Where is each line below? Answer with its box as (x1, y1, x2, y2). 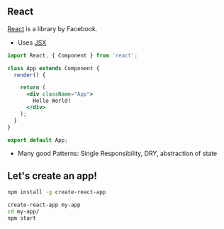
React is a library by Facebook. (7, 24, 98, 33)
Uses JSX (17, 38, 47, 47)
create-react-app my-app (7, 201, 81, 208)
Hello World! (33, 97, 72, 105)
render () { (13, 71, 46, 79)
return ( (20, 84, 46, 91)
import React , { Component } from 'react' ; (7, 52, 138, 59)
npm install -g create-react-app (7, 189, 106, 196)
